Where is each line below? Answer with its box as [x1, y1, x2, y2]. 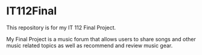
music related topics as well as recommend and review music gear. [6, 42, 173, 49]
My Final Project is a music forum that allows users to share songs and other [6, 35, 196, 42]
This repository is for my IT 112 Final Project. [6, 24, 116, 31]
